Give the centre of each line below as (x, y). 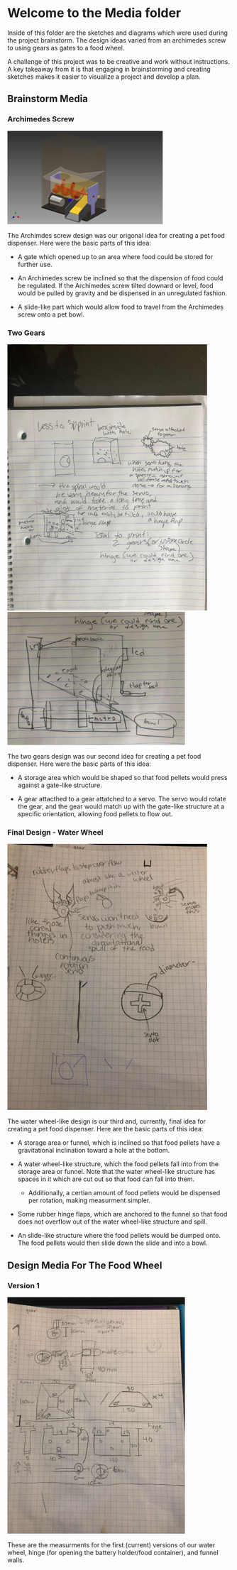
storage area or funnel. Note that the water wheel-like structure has (116, 1172)
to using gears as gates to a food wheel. (66, 48)
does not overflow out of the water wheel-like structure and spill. (112, 1222)
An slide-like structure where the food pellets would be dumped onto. (119, 1236)
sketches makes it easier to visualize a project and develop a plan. (104, 77)
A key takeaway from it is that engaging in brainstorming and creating (109, 69)
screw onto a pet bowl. (51, 314)
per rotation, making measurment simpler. (89, 1200)
